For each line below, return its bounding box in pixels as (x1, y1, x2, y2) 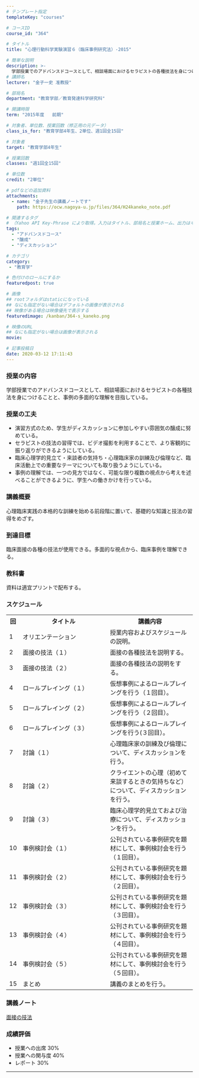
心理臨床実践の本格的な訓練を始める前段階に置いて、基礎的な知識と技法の (6, 507, 188, 514)
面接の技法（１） (23, 648, 70, 656)
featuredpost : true (6, 280, 54, 287)
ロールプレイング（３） (23, 724, 88, 732)
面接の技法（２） (23, 664, 70, 672)
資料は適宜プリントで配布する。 (6, 584, 84, 591)
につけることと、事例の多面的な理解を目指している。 (21, 394, 152, 401)
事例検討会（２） (23, 873, 70, 881)
